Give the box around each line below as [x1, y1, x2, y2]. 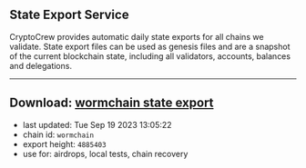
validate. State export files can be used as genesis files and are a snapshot [9, 41, 291, 52]
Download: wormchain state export [9, 95, 214, 111]
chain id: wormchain [22, 129, 94, 140]
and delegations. [9, 60, 73, 71]
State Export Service [9, 7, 129, 23]
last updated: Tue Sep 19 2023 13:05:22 [22, 119, 172, 130]
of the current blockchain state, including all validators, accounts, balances [9, 50, 291, 62]
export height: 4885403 [22, 138, 107, 149]
